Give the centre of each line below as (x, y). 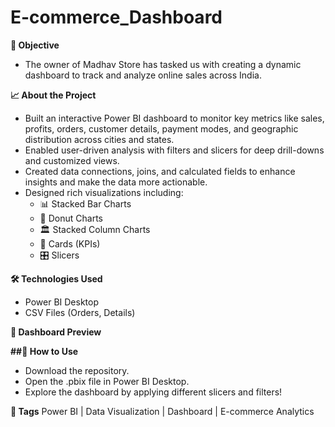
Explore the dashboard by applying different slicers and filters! (153, 392)
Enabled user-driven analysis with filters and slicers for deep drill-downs (174, 150)
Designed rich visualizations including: (104, 192)
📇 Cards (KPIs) (70, 243)
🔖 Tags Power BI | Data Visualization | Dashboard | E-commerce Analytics (162, 411)
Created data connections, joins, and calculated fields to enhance (160, 171)
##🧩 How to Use (44, 351)
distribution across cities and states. (99, 139)
